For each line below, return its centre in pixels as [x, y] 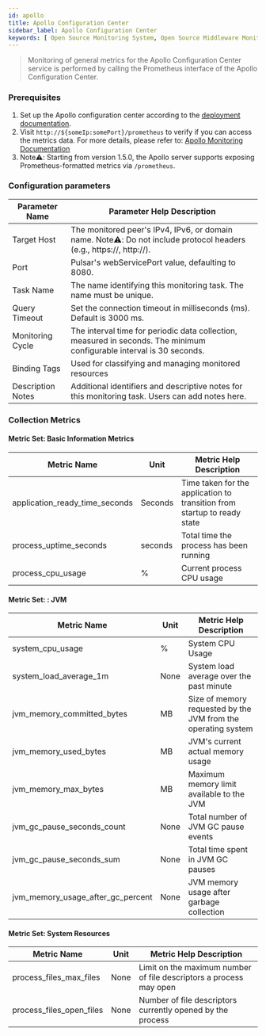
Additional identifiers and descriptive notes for [157, 386]
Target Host [34, 239]
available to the [217, 794]
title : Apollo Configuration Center [68, 23]
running [196, 555]
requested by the [220, 709]
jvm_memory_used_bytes [59, 751]
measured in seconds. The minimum [138, 340]
